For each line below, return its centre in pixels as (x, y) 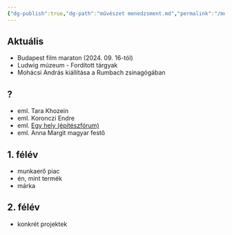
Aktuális (25, 42)
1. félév (23, 155)
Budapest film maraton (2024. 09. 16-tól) (75, 58)
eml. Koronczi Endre (46, 119)
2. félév (23, 207)
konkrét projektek (42, 224)
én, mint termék (39, 178)
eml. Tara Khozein (43, 111)
